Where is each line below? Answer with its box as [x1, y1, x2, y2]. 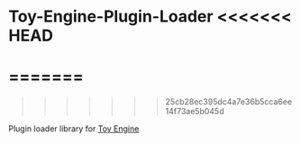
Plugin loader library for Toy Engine [8, 123, 140, 134]
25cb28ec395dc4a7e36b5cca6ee [165, 96, 293, 107]
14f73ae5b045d [165, 106, 224, 117]
